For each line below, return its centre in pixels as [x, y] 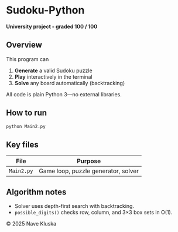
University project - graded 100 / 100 [52, 26]
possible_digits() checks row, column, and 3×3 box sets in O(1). [93, 213]
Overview [24, 45]
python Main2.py [26, 126]
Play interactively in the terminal [53, 76]
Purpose [89, 161]
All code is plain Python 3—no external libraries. [64, 94]
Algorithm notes [36, 192]
